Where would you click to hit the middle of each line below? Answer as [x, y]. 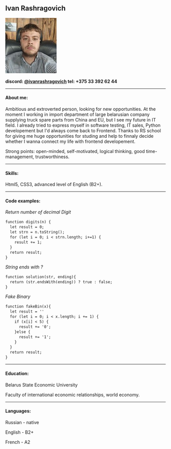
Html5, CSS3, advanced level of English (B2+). [54, 185]
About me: [17, 98]
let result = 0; [27, 227]
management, [20, 157]
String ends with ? [24, 267]
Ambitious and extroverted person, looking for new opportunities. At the [81, 109]
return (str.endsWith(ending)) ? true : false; [61, 282]
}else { [22, 332]
